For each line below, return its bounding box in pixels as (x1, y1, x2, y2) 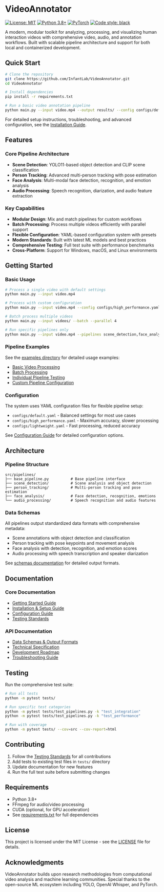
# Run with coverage (5, 722, 47, 727)
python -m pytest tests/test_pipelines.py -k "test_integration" (5, 709, 141, 714)
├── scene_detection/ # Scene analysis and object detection (5, 481, 152, 486)
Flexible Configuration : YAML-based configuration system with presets (12, 231, 157, 238)
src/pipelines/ (5, 472, 36, 477)
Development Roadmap (12, 649, 60, 655)
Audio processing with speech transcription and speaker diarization (12, 551, 148, 557)
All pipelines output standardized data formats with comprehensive (5, 520, 140, 526)
